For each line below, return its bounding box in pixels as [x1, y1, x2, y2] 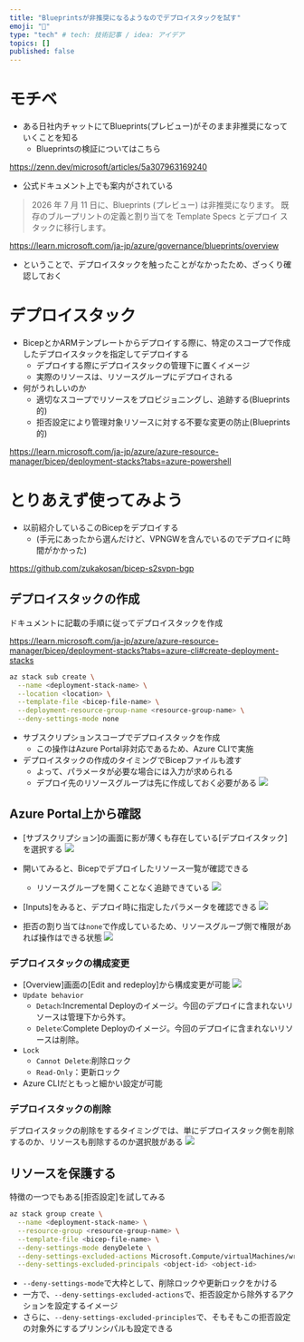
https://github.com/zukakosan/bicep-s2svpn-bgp [9, 563, 195, 573]
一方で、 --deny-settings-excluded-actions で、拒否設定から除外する [22, 1289, 279, 1300]
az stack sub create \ [9, 672, 95, 681]
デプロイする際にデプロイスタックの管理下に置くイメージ [35, 360, 251, 370]
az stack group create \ [9, 1210, 103, 1219]
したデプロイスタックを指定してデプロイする [22, 348, 189, 359]
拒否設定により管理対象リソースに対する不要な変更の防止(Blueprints [35, 416, 291, 427]
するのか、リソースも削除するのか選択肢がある [9, 1136, 184, 1148]
